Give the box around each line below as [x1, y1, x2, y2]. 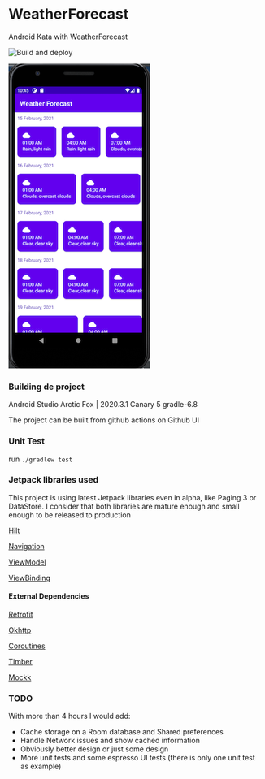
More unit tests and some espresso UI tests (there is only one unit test [20, 753, 256, 763]
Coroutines [8, 641, 46, 651]
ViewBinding [8, 573, 51, 582]
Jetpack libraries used [8, 474, 99, 486]
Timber [8, 657, 33, 667]
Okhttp [8, 625, 32, 635]
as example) [20, 761, 62, 772]
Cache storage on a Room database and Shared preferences [20, 727, 224, 737]
